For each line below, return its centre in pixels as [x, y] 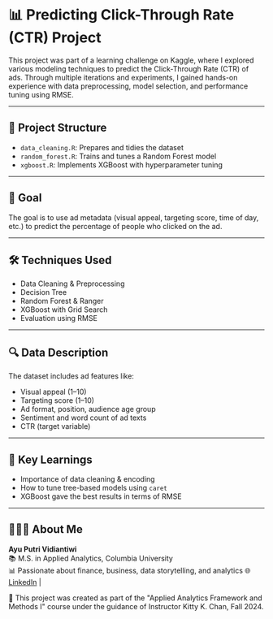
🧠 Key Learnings [51, 459]
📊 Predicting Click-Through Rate [121, 15]
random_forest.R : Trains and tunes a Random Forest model [118, 156]
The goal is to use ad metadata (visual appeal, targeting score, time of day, [134, 217]
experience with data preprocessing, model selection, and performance [128, 86]
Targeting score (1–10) [57, 400]
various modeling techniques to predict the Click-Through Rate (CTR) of [129, 68]
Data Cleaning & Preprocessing [72, 284]
